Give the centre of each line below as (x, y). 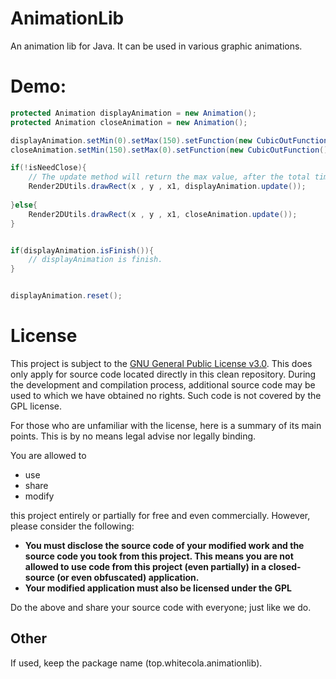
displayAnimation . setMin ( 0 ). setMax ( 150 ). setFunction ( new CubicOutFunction (169, 140)
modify (39, 496)
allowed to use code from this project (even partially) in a (145, 566)
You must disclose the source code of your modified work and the (164, 545)
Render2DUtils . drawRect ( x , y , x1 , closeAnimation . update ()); (163, 214)
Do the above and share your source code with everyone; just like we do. (161, 607)
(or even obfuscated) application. (128, 577)
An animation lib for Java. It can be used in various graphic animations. (156, 46)
